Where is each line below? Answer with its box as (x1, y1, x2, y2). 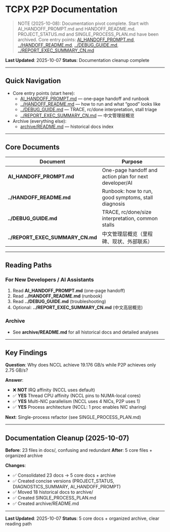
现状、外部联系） (112, 238, 153, 245)
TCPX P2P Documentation (5, 4, 118, 15)
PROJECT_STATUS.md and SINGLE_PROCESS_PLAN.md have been (17, 31, 159, 37)
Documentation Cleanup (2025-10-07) (5, 434, 130, 442)
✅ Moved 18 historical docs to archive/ (12, 489, 94, 495)
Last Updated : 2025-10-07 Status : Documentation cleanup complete (5, 57, 150, 63)
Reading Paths (5, 260, 52, 270)
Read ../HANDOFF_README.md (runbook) (12, 293, 103, 299)
